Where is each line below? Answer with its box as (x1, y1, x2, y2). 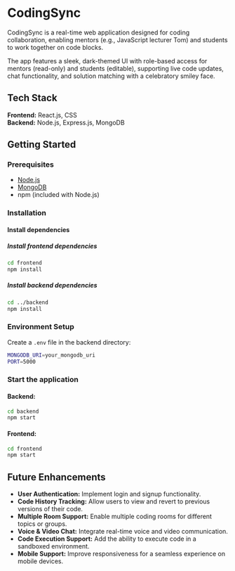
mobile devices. (17, 557, 64, 565)
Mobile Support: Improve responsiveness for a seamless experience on (17, 550, 226, 558)
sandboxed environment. (17, 542, 90, 551)
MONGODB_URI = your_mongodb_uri (7, 352, 96, 359)
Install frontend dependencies (7, 241, 98, 250)
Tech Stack (7, 92, 58, 104)
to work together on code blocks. (7, 43, 104, 51)
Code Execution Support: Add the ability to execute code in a (17, 534, 196, 543)
